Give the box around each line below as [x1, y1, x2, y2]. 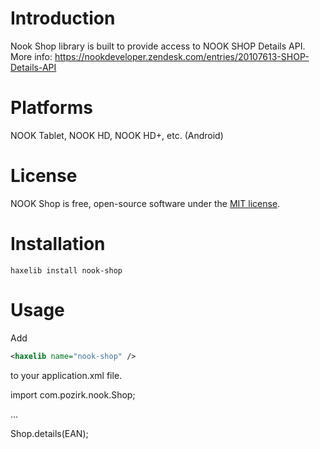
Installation [10, 233, 106, 255]
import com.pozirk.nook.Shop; [10, 388, 136, 401]
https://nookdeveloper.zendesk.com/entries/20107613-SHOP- [54, 50, 310, 62]
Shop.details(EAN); [10, 427, 89, 439]
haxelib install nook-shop [10, 265, 123, 276]
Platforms [10, 97, 93, 119]
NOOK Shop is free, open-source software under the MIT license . [10, 197, 281, 209]
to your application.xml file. [10, 369, 123, 381]
